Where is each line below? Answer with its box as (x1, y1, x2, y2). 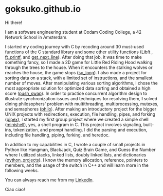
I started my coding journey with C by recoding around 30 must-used (5, 44, 144, 49)
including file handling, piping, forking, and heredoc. (5, 132, 110, 138)
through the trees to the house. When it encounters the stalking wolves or (5, 65, 153, 70)
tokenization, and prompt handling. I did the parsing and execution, (13, 127, 147, 132)
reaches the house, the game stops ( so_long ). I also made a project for (5, 69, 147, 75)
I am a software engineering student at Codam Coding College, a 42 (5, 29, 142, 35)
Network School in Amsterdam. (5, 34, 68, 40)
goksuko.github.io (5, 3, 81, 15)
